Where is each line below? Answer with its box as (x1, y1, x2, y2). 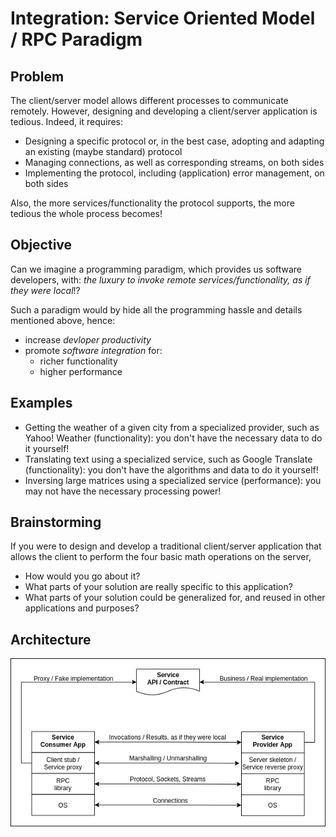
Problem (10, 68, 65, 85)
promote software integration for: (24, 344, 163, 356)
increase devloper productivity (24, 333, 152, 346)
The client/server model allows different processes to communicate (10, 95, 289, 106)
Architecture (10, 631, 92, 648)
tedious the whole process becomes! (10, 208, 163, 219)
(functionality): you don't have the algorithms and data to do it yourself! (24, 463, 319, 476)
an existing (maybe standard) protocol (24, 146, 183, 157)
